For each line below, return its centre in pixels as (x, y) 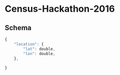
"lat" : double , (39, 49)
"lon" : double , (39, 54)
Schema (18, 28)
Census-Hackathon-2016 (60, 9)
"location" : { (29, 44)
